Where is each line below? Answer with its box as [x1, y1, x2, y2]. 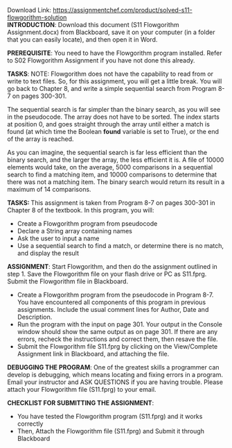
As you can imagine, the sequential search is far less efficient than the [7, 149, 208, 156]
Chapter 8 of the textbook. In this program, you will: [7, 206, 154, 214]
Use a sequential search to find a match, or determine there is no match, [17, 242, 224, 249]
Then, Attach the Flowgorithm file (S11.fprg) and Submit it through [17, 427, 204, 435]
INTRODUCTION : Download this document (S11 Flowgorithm [7, 21, 179, 28]
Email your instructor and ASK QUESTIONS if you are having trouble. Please [7, 378, 224, 386]
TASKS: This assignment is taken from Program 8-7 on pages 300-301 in [7, 199, 216, 207]
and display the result [17, 249, 80, 257]
